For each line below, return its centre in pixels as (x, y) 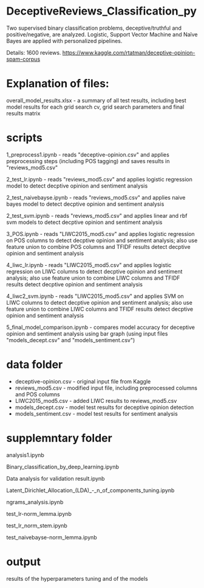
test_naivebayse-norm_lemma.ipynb (52, 537)
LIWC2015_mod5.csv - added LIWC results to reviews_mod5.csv (96, 400)
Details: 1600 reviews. (34, 52)
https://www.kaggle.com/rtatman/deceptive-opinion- (129, 52)
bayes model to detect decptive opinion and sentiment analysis (85, 204)
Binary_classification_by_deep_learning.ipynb (63, 467)
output (24, 562)
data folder (35, 365)
